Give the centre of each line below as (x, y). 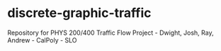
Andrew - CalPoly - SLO (42, 40)
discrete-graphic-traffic (79, 13)
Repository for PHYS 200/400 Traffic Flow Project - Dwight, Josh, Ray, (110, 33)
